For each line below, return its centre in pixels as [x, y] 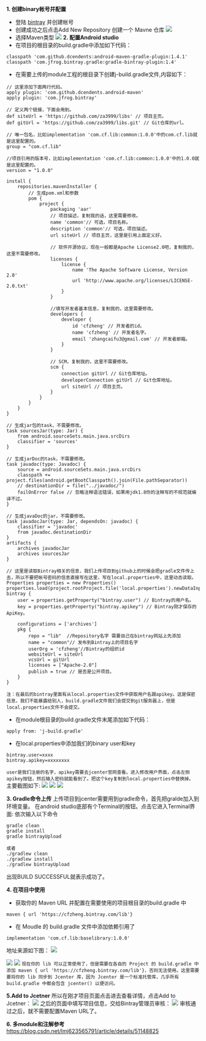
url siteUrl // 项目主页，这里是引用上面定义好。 [107, 235]
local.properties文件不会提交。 [44, 707]
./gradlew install [30, 859]
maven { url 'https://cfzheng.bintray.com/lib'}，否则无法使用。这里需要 [109, 970]
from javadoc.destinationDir [55, 532]
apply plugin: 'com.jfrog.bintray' [52, 98]
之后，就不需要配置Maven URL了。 [55, 1011]
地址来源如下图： [28, 950]
